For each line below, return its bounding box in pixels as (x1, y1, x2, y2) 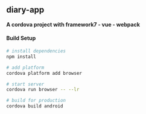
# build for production (6, 98, 66, 104)
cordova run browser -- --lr (6, 87, 80, 93)
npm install (6, 54, 36, 60)
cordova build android (6, 103, 63, 109)
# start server (6, 81, 45, 87)
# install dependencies (6, 48, 66, 54)
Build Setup (6, 34, 36, 42)
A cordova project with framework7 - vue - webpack (6, 21, 141, 28)
